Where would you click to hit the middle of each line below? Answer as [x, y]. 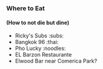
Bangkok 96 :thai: [37, 42]
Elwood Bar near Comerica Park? [56, 61]
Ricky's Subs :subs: [39, 36]
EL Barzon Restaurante [43, 55]
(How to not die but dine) [38, 23]
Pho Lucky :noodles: [40, 48]
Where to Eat [26, 8]
